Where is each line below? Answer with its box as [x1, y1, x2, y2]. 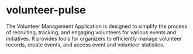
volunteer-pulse [6, 3, 86, 17]
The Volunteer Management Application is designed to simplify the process [6, 23, 188, 30]
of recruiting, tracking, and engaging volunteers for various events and [6, 28, 177, 35]
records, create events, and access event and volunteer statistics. [6, 41, 165, 48]
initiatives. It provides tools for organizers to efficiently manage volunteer [6, 35, 182, 42]
